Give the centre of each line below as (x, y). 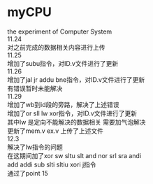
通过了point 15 (28, 173)
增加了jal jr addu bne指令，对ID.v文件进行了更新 (76, 79)
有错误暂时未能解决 (35, 88)
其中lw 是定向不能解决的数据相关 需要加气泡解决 (76, 122)
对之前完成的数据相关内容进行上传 (56, 47)
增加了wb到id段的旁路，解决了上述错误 (63, 104)
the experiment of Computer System (60, 31)
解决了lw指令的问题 (35, 147)
